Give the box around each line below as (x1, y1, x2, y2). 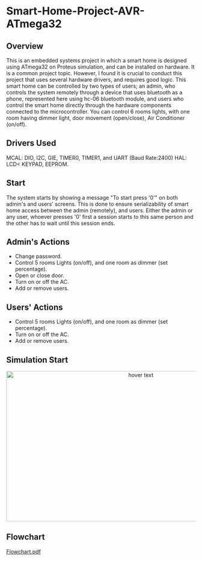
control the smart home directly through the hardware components (6, 102, 172, 109)
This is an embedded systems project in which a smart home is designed (6, 57, 187, 64)
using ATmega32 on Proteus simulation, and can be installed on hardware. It (6, 63, 195, 70)
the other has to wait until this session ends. (6, 219, 115, 227)
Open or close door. (14, 272, 65, 279)
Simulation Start (6, 355, 69, 365)
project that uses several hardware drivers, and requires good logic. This (6, 76, 186, 83)
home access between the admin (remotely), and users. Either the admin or (6, 206, 194, 214)
